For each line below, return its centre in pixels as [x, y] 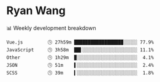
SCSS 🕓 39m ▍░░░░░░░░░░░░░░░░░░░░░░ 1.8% [80, 73]
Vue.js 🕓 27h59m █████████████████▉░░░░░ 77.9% [80, 42]
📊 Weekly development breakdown [51, 28]
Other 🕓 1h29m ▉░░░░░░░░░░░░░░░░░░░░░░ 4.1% [80, 58]
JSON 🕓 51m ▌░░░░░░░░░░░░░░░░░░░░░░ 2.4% [80, 65]
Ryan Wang [36, 11]
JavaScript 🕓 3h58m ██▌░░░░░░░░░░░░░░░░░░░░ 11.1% [80, 50]
